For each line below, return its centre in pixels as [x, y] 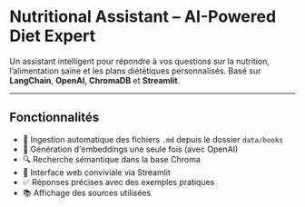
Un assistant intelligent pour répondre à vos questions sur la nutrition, [140, 61]
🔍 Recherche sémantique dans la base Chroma [112, 159]
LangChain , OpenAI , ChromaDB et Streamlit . [95, 80]
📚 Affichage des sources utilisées [87, 192]
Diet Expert [53, 36]
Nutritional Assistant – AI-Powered [143, 17]
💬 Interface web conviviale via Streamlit [96, 172]
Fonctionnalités [54, 118]
